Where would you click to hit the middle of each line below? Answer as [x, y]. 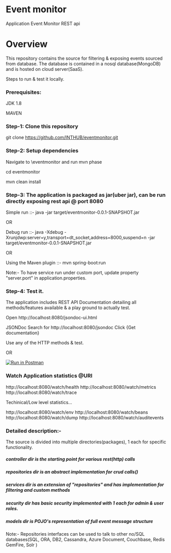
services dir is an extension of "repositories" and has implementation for [85, 485]
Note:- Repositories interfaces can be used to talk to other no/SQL [75, 534]
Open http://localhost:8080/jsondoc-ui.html [51, 318]
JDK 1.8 [14, 104]
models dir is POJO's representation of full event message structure [79, 521]
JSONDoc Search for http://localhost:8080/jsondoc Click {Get [71, 328]
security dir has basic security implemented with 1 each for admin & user [85, 503]
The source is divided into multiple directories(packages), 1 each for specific [86, 442]
